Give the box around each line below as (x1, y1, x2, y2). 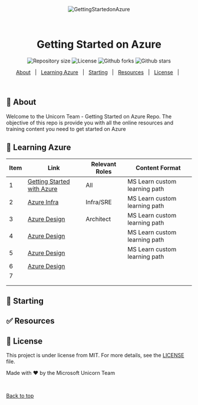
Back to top (6, 392, 34, 400)
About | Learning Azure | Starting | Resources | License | (15, 68, 180, 75)
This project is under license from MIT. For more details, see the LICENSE (6, 352, 184, 359)
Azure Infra (27, 197, 59, 206)
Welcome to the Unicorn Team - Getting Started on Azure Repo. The (6, 113, 172, 120)
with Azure (27, 185, 58, 193)
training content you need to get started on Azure (6, 125, 126, 132)
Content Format (135, 163, 181, 172)
